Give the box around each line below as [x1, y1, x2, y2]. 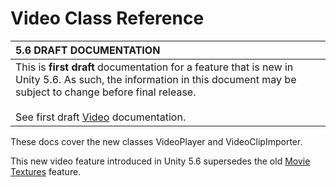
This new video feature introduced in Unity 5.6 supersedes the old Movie [10, 155, 311, 167]
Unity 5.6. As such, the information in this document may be [15, 72, 297, 86]
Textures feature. [10, 165, 82, 177]
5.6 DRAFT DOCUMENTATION [15, 43, 161, 57]
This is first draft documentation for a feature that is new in [15, 60, 294, 74]
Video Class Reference [10, 7, 205, 30]
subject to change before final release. [15, 85, 197, 99]
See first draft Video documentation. [15, 110, 187, 124]
